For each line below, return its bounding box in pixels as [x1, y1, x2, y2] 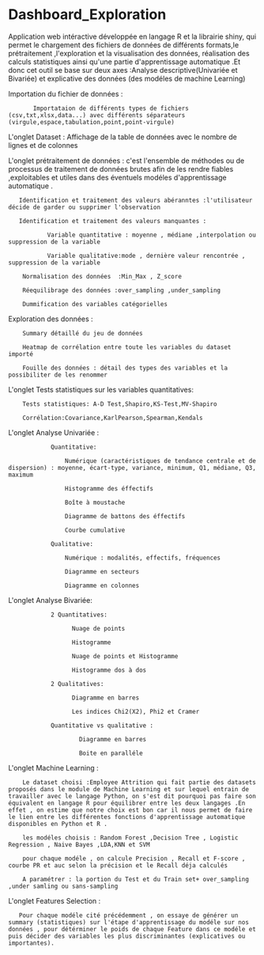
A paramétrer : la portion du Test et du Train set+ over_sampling [22, 875, 249, 883]
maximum [8, 471, 34, 479]
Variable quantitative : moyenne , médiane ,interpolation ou [47, 231, 257, 239]
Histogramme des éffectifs [64, 484, 154, 492]
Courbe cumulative [64, 526, 126, 534]
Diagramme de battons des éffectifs [64, 512, 186, 520]
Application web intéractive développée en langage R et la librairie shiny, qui [8, 32, 257, 41]
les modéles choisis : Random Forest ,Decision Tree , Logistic [22, 833, 239, 842]
